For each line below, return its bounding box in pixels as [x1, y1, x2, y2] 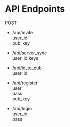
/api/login [12, 105, 32, 111]
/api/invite [12, 29, 33, 35]
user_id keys [12, 55, 39, 61]
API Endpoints [5, 3, 65, 15]
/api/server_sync [12, 50, 47, 56]
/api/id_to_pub [12, 65, 42, 71]
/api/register [12, 80, 38, 86]
